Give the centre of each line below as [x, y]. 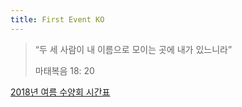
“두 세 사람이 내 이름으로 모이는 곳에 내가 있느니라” [133, 49]
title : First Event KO [57, 19]
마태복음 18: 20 [64, 70]
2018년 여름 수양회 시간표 [60, 92]
